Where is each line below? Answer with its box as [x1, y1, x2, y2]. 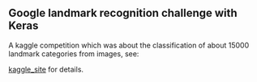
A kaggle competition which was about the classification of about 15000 [8, 40, 250, 50]
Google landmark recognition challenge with [8, 6, 238, 20]
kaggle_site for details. [8, 64, 84, 74]
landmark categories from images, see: [8, 48, 139, 59]
